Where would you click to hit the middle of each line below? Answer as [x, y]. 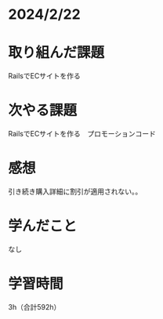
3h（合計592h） [34, 306]
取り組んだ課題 [56, 53]
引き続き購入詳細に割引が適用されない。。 [75, 191]
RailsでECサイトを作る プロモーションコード [82, 134]
